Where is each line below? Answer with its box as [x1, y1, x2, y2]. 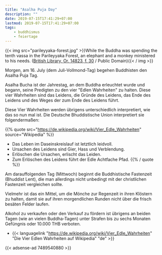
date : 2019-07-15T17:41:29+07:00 [5, 16, 73, 21]
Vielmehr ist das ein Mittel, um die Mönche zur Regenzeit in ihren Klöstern [5, 190, 152, 197]
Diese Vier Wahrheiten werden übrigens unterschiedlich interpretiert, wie [5, 106, 151, 112]
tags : [5, 25, 16, 30]
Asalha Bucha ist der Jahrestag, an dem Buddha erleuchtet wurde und [5, 82, 145, 87]
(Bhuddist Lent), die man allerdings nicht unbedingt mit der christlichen [5, 176, 147, 182]
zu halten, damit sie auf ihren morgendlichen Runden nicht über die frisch [5, 196, 151, 202]
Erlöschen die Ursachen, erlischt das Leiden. [12, 151, 102, 157]
